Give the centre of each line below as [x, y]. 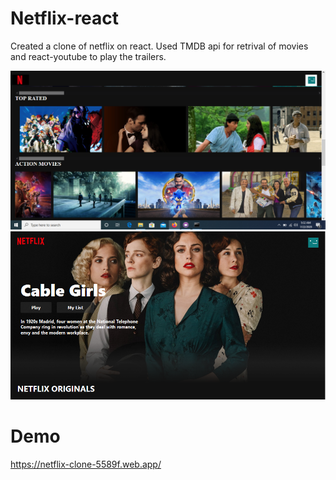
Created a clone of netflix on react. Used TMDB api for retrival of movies [159, 46]
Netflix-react [65, 18]
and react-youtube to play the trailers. [88, 56]
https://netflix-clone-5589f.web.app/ [86, 464]
